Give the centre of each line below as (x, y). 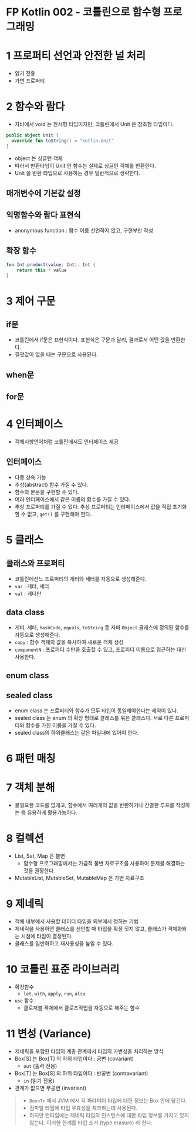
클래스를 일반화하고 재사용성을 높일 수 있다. (64, 943)
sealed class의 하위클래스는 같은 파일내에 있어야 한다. (77, 732)
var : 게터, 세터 (32, 586)
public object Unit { (33, 135)
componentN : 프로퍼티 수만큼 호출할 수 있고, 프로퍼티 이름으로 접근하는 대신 (100, 649)
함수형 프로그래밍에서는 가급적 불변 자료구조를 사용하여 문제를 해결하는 (104, 863)
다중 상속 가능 (30, 477)
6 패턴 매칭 (31, 758)
